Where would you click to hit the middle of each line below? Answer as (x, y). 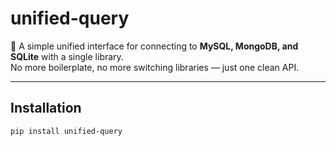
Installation (46, 108)
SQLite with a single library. (67, 56)
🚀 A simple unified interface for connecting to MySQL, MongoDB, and (154, 46)
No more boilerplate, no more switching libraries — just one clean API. (155, 67)
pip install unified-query (66, 131)
